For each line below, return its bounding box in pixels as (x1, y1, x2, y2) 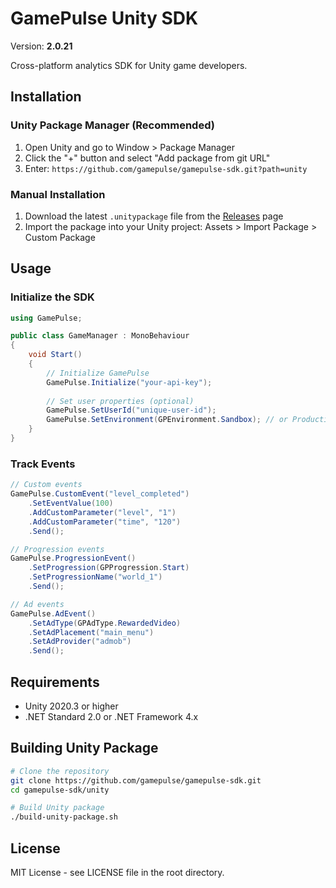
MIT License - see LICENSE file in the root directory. (10, 866, 225, 878)
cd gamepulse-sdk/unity (10, 785, 110, 795)
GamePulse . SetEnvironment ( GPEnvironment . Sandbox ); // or (46, 415, 288, 425)
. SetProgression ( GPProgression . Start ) (28, 563, 190, 573)
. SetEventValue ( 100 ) (28, 498, 114, 509)
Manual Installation (10, 187, 106, 201)
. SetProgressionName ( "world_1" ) (28, 572, 163, 582)
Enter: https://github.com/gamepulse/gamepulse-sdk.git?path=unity (24, 162, 308, 174)
